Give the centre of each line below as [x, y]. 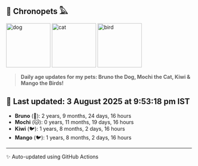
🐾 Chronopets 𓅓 [37, 11]
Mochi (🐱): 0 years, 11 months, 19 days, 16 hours [74, 122]
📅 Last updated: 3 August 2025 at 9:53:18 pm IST [98, 102]
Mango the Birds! [42, 83]
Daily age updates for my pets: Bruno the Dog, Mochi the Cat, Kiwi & [105, 77]
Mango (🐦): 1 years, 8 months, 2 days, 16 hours [73, 137]
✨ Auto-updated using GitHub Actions [52, 157]
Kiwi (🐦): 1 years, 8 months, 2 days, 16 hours [70, 128]
